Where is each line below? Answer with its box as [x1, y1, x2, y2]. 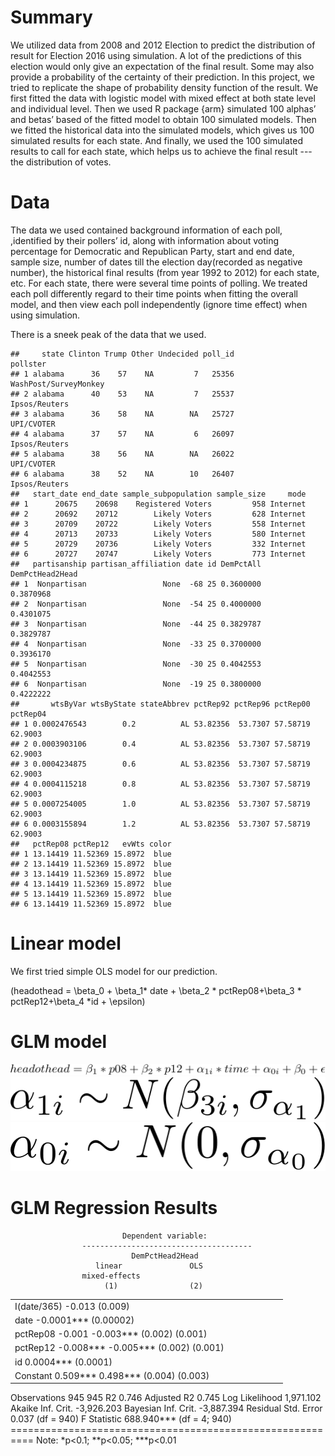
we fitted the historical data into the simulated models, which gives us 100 [10, 124, 315, 136]
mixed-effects [81, 1271, 141, 1281]
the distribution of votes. [10, 156, 112, 168]
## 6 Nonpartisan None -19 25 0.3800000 [10, 679, 262, 689]
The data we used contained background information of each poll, [10, 224, 283, 236]
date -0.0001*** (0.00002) [14, 1314, 135, 1326]
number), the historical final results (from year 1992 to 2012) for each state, [10, 266, 320, 278]
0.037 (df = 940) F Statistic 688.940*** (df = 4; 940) [10, 1413, 232, 1425]
